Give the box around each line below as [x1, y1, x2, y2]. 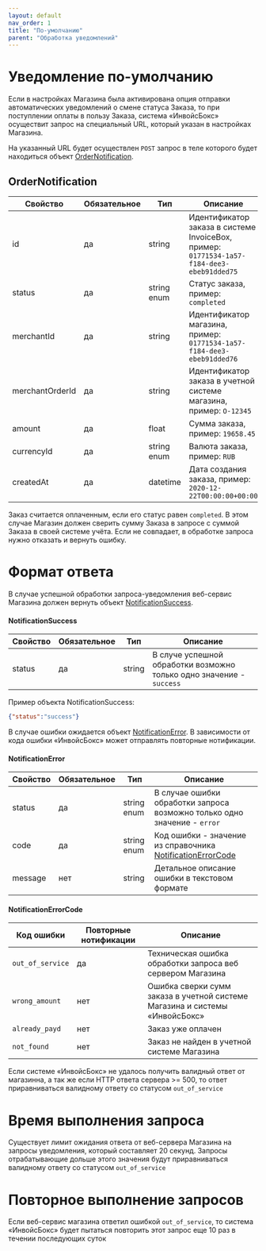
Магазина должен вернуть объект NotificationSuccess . [8, 597, 194, 607]
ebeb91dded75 [188, 268, 238, 276]
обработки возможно [152, 660, 236, 671]
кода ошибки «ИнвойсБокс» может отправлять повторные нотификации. [8, 736, 256, 745]
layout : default [8, 11, 62, 20]
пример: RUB [188, 451, 236, 461]
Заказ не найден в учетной [147, 1037, 252, 1048]
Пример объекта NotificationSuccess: [8, 698, 135, 707]
